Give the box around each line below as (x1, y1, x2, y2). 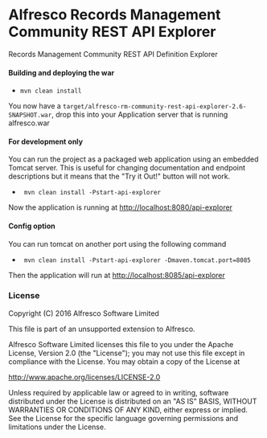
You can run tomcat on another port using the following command (8, 239, 227, 248)
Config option (8, 221, 55, 231)
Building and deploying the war (8, 68, 115, 77)
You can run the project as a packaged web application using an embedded (8, 154, 259, 164)
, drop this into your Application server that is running (51, 110, 228, 120)
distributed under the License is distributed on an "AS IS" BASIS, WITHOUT (8, 396, 257, 406)
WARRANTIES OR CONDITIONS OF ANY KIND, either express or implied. (8, 404, 248, 415)
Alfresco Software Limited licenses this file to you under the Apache (8, 339, 234, 349)
